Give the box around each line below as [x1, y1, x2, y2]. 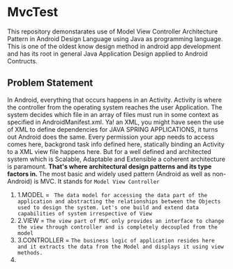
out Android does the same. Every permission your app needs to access [7, 132, 215, 141]
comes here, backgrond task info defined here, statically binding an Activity [7, 140, 225, 148]
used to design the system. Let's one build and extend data [17, 203, 200, 211]
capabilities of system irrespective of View [17, 210, 152, 217]
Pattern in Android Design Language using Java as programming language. [7, 34, 223, 43]
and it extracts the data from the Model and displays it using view [17, 243, 225, 250]
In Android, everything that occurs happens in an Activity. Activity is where [7, 95, 222, 104]
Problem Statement [7, 77, 93, 89]
